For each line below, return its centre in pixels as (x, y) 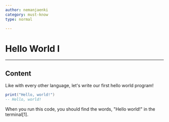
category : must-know (27, 15)
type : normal (19, 19)
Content (18, 73)
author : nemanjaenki (27, 10)
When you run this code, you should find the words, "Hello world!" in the (80, 109)
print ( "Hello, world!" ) (30, 95)
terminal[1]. (17, 114)
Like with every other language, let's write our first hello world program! (79, 86)
